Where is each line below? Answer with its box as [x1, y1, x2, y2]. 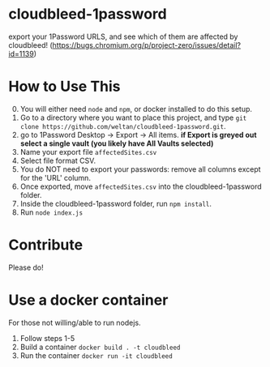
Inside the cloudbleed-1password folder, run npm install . [19, 198, 212, 208]
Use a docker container [8, 291, 169, 309]
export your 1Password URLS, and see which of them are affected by [8, 32, 238, 41]
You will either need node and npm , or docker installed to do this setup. [19, 104, 253, 113]
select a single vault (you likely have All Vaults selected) [19, 139, 214, 148]
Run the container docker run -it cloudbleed [19, 350, 173, 361]
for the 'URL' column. [19, 173, 92, 182]
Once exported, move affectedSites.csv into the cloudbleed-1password [19, 181, 262, 191]
